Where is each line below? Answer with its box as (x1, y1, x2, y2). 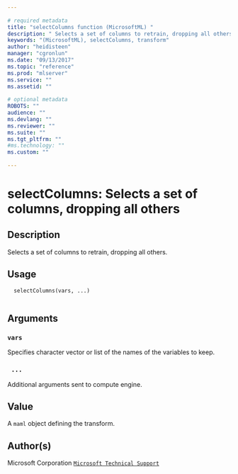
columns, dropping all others (7, 201, 181, 217)
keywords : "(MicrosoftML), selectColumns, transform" (7, 37, 170, 44)
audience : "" (7, 109, 46, 116)
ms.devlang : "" (7, 115, 52, 123)
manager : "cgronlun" (7, 50, 69, 57)
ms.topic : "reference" (7, 63, 74, 70)
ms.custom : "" (7, 149, 50, 156)
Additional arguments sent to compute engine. (7, 380, 143, 388)
